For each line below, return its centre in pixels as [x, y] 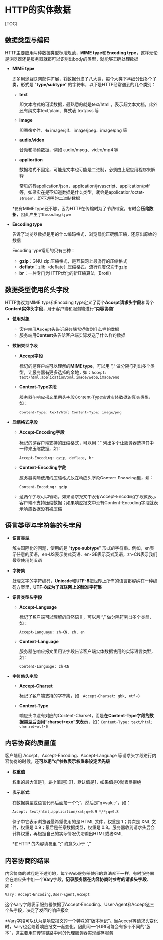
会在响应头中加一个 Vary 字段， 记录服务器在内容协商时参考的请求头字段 [76, 879]
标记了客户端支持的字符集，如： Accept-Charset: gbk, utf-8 [79, 696]
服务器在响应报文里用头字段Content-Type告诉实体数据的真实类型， [86, 397]
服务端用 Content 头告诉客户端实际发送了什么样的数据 [72, 335]
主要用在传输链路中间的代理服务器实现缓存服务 [66, 933]
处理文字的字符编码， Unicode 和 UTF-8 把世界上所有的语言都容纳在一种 [83, 581]
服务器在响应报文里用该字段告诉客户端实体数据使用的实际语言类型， [87, 651]
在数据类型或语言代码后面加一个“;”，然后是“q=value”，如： [71, 803]
